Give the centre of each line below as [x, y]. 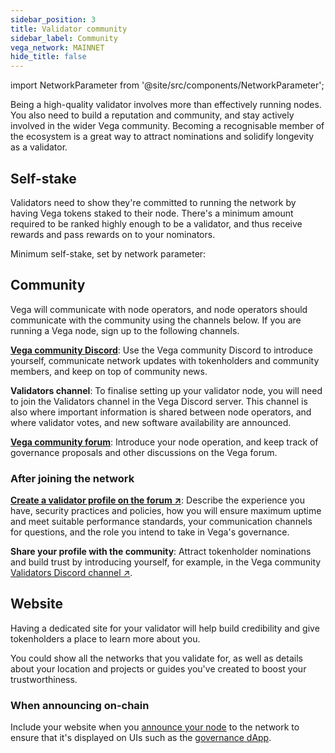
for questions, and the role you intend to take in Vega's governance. [150, 532]
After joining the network [72, 478]
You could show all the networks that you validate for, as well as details [156, 658]
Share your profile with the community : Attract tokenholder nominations [161, 552]
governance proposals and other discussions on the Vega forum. [144, 452]
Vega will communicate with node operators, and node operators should [159, 309]
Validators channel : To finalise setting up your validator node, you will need [166, 390]
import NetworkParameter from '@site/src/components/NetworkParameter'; [167, 85]
